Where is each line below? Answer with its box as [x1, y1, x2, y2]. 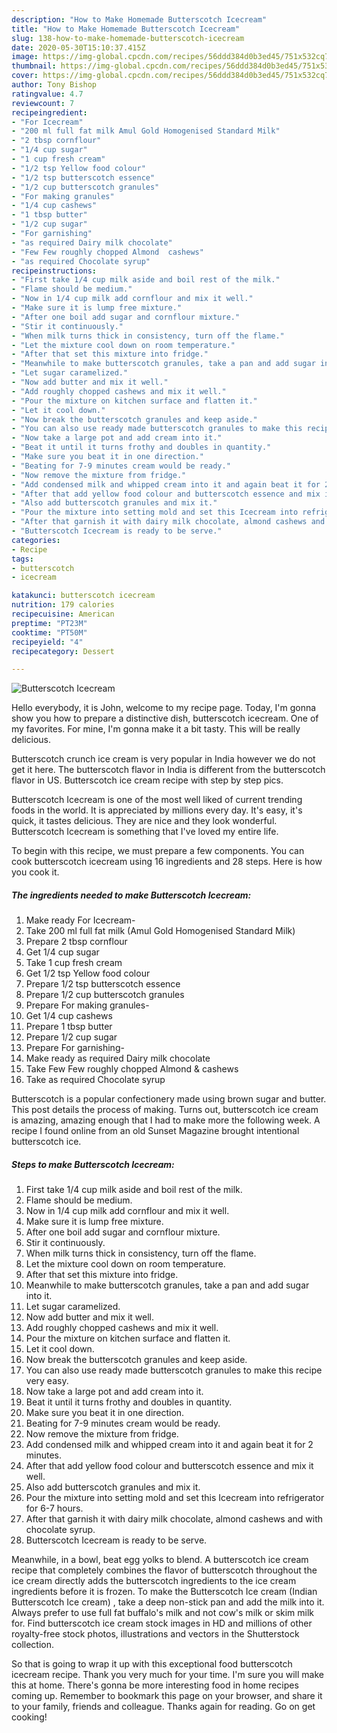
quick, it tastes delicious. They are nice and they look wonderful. [11, 815, 278, 827]
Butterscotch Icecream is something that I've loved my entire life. [11, 826, 279, 838]
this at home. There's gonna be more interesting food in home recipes [11, 1679, 299, 1691]
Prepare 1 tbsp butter [25, 1021, 113, 1033]
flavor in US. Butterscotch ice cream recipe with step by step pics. [11, 774, 284, 786]
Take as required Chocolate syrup [25, 1074, 166, 1086]
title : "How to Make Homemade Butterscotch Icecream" [11, 24, 241, 34]
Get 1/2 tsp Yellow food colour [25, 967, 151, 980]
